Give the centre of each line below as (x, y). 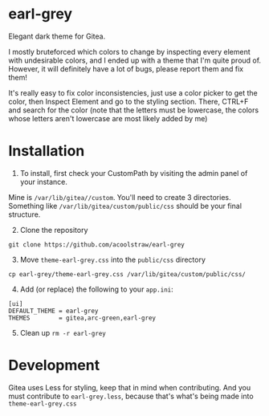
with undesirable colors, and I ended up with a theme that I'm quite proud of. (135, 60)
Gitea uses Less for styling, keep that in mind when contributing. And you (130, 387)
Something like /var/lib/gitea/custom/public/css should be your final (125, 206)
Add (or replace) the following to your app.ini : (97, 289)
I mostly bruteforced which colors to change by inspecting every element (129, 51)
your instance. (44, 181)
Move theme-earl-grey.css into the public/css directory (113, 259)
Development (54, 365)
